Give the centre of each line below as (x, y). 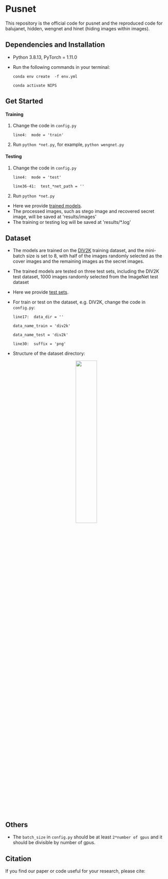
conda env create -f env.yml (45, 77)
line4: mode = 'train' (38, 135)
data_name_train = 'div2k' (42, 326)
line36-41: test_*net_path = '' (49, 186)
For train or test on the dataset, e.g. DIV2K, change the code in (79, 302)
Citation (18, 859)
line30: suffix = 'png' (39, 344)
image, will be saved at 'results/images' (54, 217)
